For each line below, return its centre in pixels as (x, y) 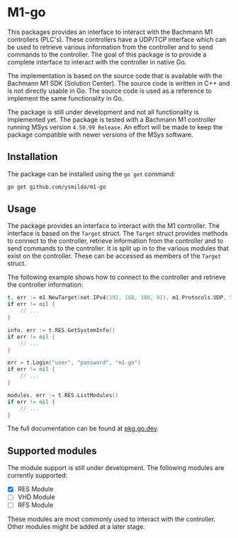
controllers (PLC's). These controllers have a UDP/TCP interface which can (117, 39)
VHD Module (36, 497)
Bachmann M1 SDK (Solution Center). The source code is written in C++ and (119, 83)
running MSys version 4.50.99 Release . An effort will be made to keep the (115, 127)
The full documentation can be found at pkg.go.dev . (83, 428)
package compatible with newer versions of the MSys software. (100, 134)
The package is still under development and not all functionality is (103, 112)
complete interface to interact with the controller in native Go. (97, 62)
